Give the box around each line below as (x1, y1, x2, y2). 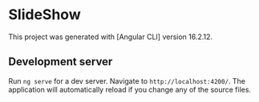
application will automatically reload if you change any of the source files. (8, 84, 251, 94)
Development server (8, 55, 113, 69)
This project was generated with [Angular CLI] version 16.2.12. (8, 32, 213, 41)
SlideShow (8, 6, 82, 24)
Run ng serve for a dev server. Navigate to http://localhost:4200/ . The (8, 76, 246, 85)
